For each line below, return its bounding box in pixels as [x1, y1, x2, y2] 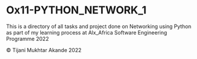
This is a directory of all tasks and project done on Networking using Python [6, 23, 192, 30]
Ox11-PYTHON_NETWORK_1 [6, 4, 147, 17]
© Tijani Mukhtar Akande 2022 [6, 46, 82, 53]
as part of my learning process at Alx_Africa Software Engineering [6, 29, 167, 36]
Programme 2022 [6, 35, 49, 42]
